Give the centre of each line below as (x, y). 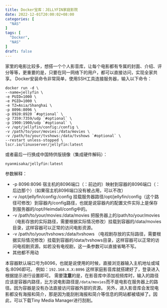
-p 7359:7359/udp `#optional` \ (39, 118)
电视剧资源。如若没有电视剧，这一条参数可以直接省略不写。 (78, 246)
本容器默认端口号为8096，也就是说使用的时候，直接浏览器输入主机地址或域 (83, 263)
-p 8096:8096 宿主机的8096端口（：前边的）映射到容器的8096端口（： (86, 184)
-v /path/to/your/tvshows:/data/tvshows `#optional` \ (63, 136)
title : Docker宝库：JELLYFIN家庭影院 (42, 10)
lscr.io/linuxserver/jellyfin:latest (44, 145)
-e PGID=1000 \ (21, 101)
